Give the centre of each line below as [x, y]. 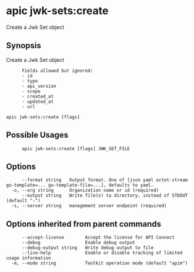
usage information [29, 258]
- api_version [39, 86]
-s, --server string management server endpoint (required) [89, 206]
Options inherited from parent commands [84, 224]
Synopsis [24, 46]
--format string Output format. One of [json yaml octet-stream [105, 180]
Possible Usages [37, 135]
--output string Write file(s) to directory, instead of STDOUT [105, 195]
